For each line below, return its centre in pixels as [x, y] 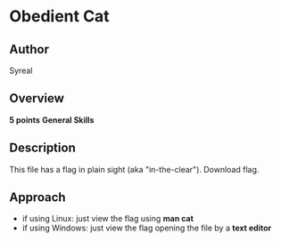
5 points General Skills [52, 120]
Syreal [21, 70]
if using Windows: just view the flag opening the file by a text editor [147, 228]
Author [29, 49]
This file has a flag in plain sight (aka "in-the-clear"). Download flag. [134, 169]
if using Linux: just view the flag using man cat [108, 219]
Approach [37, 198]
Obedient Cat [59, 16]
